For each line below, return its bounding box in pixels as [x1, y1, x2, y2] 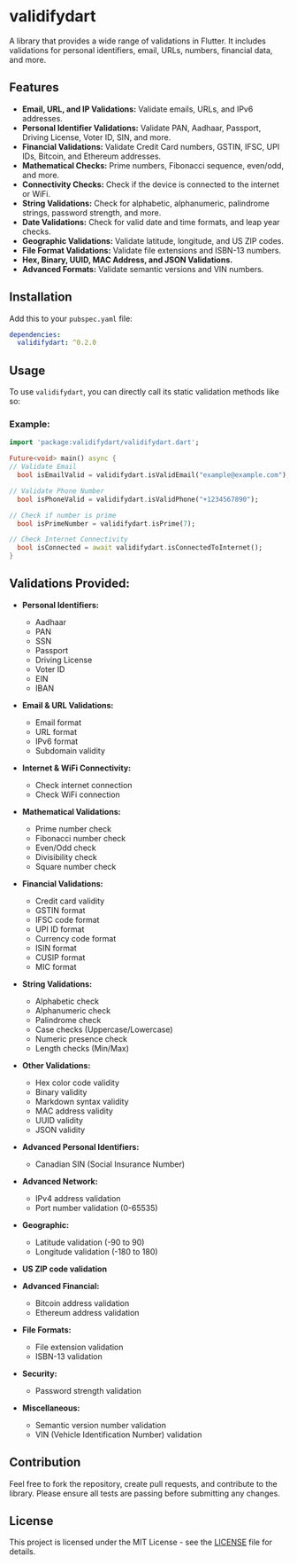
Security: [21, 1368, 57, 1379]
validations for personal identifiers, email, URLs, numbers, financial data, [9, 44, 273, 55]
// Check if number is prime [9, 511, 117, 520]
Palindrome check [34, 1014, 102, 1025]
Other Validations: [21, 1060, 91, 1070]
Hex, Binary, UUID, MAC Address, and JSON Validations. [21, 254, 233, 265]
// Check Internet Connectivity [9, 535, 128, 544]
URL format [34, 726, 78, 737]
